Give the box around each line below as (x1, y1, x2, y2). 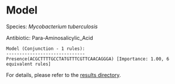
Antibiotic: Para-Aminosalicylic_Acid (6, 34, 93, 41)
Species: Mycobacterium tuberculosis (6, 23, 98, 30)
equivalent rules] (6, 61, 51, 67)
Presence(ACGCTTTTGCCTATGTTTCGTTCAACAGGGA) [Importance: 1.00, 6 (6, 56, 169, 62)
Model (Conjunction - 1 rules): (6, 45, 85, 52)
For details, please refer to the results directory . (6, 71, 122, 78)
